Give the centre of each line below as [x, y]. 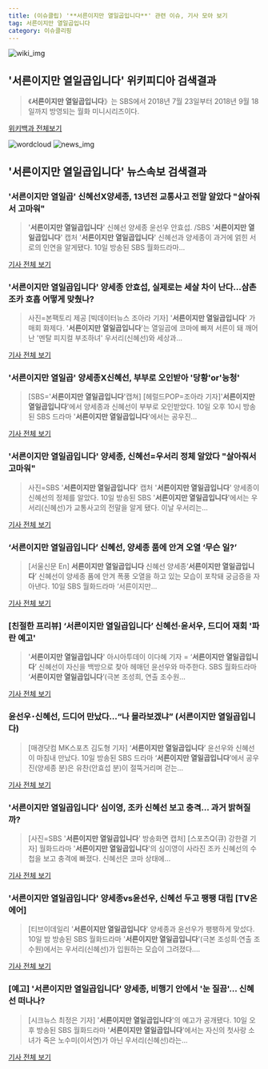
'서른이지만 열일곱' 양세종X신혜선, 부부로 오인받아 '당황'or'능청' [124, 378]
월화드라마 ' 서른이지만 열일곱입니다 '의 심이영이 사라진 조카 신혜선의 [144, 848]
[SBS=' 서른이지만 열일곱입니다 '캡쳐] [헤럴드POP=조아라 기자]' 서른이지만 [142, 396]
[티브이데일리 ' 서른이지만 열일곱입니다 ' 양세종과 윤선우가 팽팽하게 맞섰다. [141, 929]
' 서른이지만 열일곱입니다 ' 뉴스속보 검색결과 [108, 172]
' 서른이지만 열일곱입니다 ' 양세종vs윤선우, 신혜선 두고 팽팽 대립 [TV [129, 898]
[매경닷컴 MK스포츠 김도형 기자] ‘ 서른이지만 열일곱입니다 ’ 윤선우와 [131, 747]
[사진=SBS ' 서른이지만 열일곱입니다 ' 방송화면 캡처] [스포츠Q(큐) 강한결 [138, 838]
